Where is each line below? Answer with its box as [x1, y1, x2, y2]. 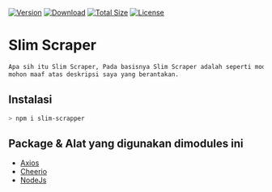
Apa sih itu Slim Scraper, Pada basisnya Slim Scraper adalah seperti [8, 62, 252, 70]
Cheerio [19, 167, 47, 177]
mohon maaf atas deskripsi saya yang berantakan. [8, 70, 180, 79]
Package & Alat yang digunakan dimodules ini [8, 136, 244, 150]
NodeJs [19, 175, 47, 186]
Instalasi [8, 93, 53, 107]
